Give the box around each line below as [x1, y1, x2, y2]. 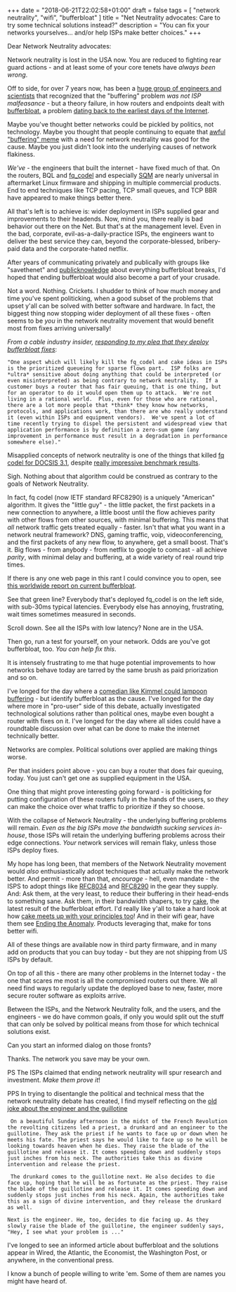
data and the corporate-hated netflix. [21, 245, 129, 252]
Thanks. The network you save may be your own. [7, 1054, 150, 1063]
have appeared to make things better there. [7, 193, 133, 202]
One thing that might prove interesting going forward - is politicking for [7, 787, 212, 796]
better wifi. [7, 927, 39, 935]
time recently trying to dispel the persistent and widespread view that [7, 420, 228, 427]
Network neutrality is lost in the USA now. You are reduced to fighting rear [7, 56, 222, 64]
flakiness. [7, 150, 35, 158]
